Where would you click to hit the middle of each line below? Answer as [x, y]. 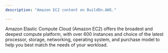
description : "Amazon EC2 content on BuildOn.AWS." [61, 10]
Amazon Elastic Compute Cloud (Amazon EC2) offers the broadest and [79, 29]
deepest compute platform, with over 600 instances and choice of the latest [84, 34]
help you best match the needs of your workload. [56, 45]
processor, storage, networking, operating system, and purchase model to [83, 39]
